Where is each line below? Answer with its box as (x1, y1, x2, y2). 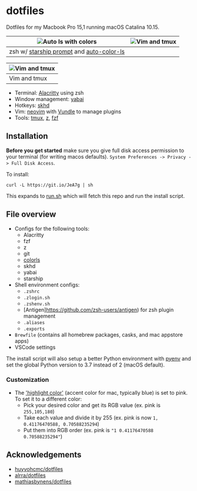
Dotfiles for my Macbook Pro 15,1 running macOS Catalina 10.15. (6, 23, 160, 31)
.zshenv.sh (23, 301, 51, 307)
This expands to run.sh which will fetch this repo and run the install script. (6, 192, 185, 199)
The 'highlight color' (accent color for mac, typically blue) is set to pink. (14, 389, 188, 396)
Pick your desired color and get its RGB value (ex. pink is (23, 401, 161, 409)
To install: (6, 170, 29, 177)
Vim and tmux (9, 74, 48, 82)
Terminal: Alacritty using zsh (14, 89, 84, 96)
